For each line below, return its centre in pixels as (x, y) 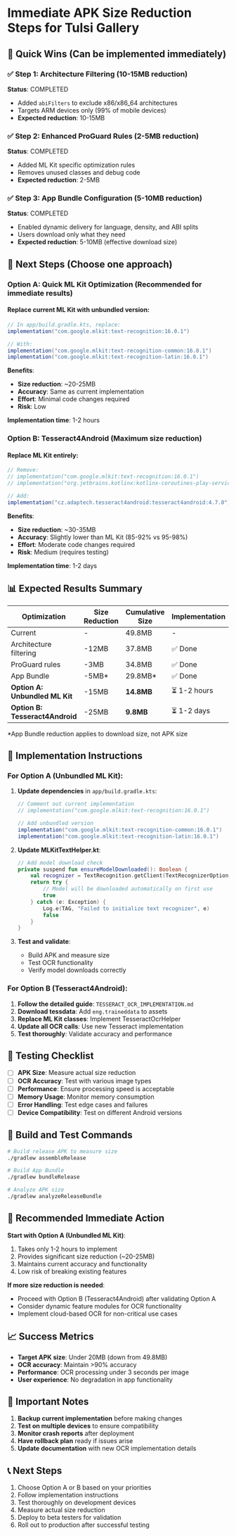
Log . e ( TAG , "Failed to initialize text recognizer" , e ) (126, 908)
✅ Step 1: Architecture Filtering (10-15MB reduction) (98, 74)
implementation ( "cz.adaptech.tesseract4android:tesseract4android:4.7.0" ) (119, 502)
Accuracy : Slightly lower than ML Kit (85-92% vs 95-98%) (103, 537)
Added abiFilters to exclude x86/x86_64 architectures (97, 103)
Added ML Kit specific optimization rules (76, 165)
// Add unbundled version (55, 824)
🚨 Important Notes (48, 1401)
